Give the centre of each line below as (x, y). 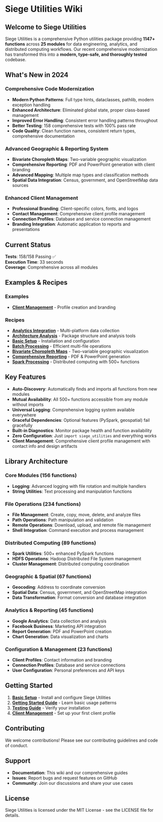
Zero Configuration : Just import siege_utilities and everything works (84, 435)
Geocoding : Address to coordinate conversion (59, 587)
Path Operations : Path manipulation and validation (63, 520)
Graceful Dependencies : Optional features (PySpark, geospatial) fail (81, 420)
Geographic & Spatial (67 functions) (48, 577)
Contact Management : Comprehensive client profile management (78, 214)
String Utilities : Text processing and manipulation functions (72, 491)
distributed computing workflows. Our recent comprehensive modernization (81, 49)
